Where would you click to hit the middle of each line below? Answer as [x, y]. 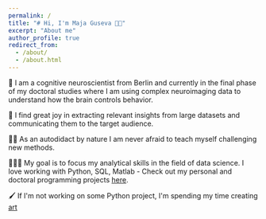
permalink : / [30, 16]
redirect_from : [33, 45]
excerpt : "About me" [42, 30]
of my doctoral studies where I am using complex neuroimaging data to [125, 91]
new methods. [32, 147]
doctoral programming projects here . [68, 179]
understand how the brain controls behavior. [81, 100]
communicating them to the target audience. [81, 123]
